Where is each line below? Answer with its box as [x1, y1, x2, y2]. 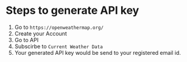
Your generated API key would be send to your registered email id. [14, 49, 181, 56]
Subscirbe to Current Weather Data [14, 43, 103, 50]
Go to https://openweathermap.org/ [14, 23, 104, 31]
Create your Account [14, 29, 68, 37]
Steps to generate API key [5, 4, 139, 17]
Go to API [14, 36, 39, 43]
